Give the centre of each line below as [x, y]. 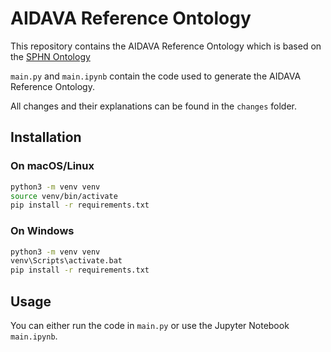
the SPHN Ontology [50, 56]
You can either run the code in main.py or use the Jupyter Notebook [150, 325]
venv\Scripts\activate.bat [66, 261]
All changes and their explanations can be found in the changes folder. [153, 106]
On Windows [42, 231]
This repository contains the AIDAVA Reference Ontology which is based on [166, 46]
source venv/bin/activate [64, 196]
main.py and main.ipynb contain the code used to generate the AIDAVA [156, 76]
